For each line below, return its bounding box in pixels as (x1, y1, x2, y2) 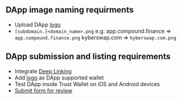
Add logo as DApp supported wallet (14, 74, 104, 81)
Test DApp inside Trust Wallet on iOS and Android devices (14, 80, 160, 87)
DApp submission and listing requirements (5, 52, 171, 62)
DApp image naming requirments (5, 5, 134, 15)
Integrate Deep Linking (14, 67, 72, 75)
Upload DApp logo (14, 21, 61, 28)
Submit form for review (14, 87, 72, 94)
